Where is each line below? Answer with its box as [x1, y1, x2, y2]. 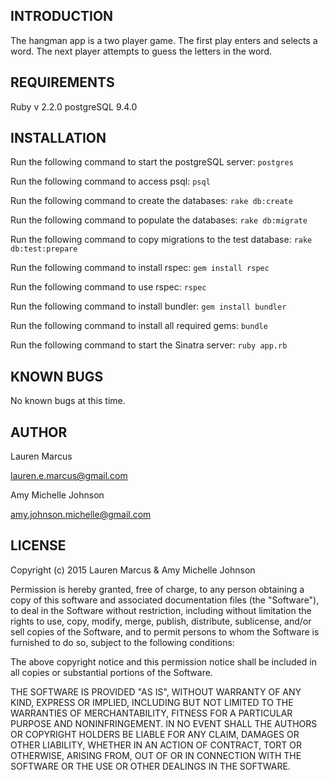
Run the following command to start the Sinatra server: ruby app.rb [10, 339, 288, 351]
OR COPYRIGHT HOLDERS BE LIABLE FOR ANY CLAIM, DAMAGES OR [10, 728, 300, 740]
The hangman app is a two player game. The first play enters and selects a [10, 34, 318, 46]
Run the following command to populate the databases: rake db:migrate [10, 214, 308, 226]
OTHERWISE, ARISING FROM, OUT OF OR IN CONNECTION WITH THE [10, 749, 302, 761]
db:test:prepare [10, 244, 78, 254]
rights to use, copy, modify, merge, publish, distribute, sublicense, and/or [10, 615, 312, 627]
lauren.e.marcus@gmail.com [10, 470, 128, 482]
